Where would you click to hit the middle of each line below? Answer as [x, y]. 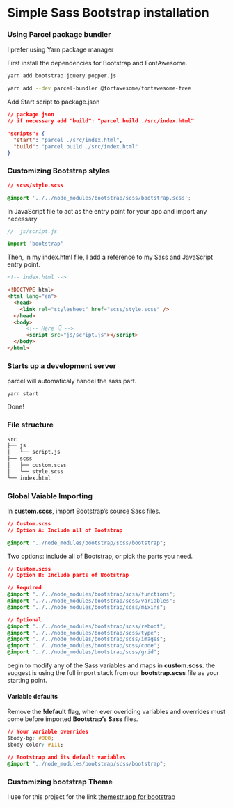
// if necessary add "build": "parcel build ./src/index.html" [101, 121]
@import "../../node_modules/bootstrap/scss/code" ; [83, 646]
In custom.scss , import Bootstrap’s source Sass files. [84, 511]
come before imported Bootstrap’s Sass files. [73, 719]
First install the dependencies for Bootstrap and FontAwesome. [97, 63]
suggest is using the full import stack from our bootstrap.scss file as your [113, 673]
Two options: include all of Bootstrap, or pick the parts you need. [100, 556]
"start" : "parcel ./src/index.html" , [68, 140]
